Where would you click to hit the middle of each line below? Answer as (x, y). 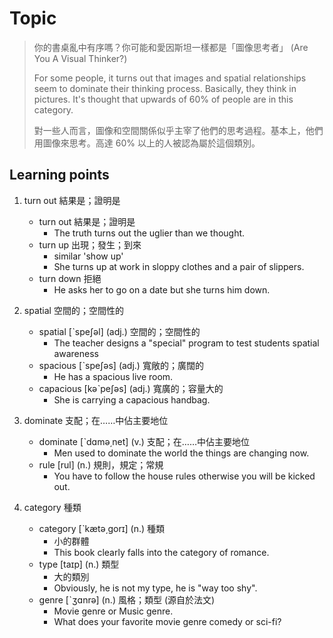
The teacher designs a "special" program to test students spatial (186, 343)
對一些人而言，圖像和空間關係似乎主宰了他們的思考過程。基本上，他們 (178, 130)
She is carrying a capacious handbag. (132, 399)
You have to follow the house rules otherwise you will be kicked (184, 476)
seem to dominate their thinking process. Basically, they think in (165, 88)
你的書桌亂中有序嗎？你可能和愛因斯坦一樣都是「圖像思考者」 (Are (171, 47)
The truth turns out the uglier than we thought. (149, 233)
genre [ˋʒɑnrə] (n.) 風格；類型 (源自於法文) (127, 599)
